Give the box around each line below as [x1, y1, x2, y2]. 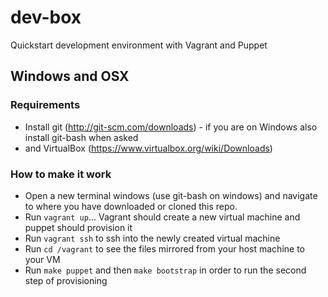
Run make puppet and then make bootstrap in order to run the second [24, 264, 307, 276]
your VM [24, 253, 61, 265]
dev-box [10, 6, 82, 29]
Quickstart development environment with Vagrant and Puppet [10, 39, 268, 51]
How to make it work [10, 167, 112, 181]
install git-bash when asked [24, 131, 139, 143]
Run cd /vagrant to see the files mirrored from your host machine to [24, 242, 305, 255]
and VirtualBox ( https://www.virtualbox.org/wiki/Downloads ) [24, 142, 273, 154]
